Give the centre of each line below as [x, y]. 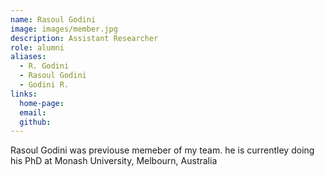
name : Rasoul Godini [53, 19]
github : [35, 122]
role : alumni [37, 47]
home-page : [42, 103]
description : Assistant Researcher [84, 38]
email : [33, 112]
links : [24, 94]
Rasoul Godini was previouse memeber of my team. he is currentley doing [162, 150]
